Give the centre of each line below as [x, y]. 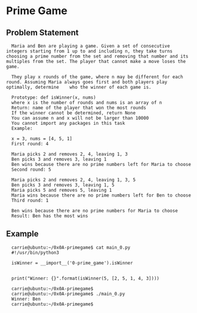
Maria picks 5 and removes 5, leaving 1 [62, 190]
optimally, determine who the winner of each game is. [79, 87]
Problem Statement [42, 33]
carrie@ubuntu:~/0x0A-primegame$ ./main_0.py [68, 294]
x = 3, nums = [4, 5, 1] [42, 139]
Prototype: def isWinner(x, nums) [54, 98]
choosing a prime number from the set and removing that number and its [97, 56]
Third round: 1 [30, 201]
